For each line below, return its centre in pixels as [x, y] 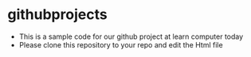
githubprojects [58, 15]
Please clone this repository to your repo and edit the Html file [121, 44]
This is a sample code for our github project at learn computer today [131, 36]
